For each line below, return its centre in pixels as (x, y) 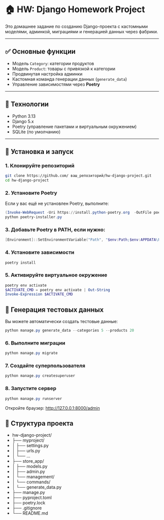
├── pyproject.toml (32, 497)
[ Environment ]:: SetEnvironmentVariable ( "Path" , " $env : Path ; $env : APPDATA (81, 240)
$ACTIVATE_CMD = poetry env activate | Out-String (58, 290)
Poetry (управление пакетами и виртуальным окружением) (74, 126)
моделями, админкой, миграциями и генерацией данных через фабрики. (82, 31)
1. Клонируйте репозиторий (40, 166)
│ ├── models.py (30, 467)
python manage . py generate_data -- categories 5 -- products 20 (70, 331)
